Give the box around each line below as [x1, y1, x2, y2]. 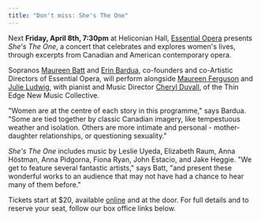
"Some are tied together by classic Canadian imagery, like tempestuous [8, 114, 240, 123]
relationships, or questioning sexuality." [39, 131, 167, 140]
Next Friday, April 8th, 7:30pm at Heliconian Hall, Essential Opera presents [8, 33, 252, 43]
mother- [213, 122, 240, 132]
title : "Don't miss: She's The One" [8, 11, 129, 20]
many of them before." [8, 179, 81, 189]
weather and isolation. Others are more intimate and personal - [8, 122, 213, 132]
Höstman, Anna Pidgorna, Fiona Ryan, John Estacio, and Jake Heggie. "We [8, 155, 252, 164]
